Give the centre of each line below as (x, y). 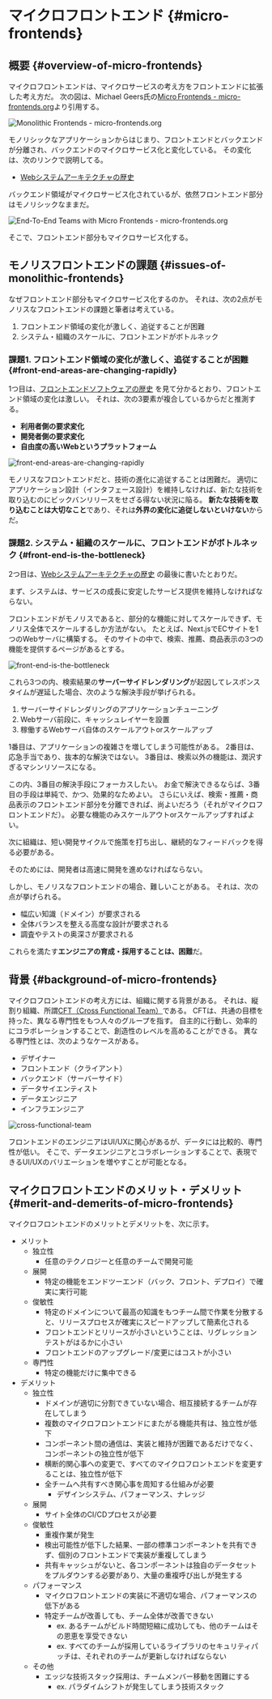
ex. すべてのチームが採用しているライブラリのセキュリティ (154, 1646)
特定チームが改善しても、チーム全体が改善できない (129, 1616)
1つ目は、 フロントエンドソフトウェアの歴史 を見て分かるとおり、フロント (132, 389)
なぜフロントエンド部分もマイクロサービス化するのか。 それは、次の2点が (132, 299)
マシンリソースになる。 (61, 767)
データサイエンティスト (59, 1089)
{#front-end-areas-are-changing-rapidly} (93, 370)
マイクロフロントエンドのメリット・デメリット (125, 1190)
